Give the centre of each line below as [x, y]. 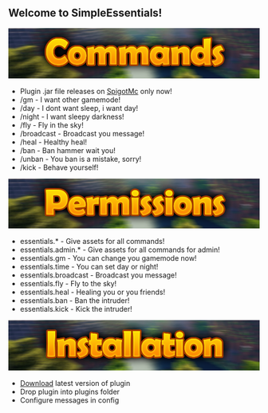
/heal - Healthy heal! [53, 142]
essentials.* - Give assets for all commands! [92, 242]
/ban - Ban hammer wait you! [67, 150]
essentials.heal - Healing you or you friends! [93, 292]
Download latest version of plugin [75, 383]
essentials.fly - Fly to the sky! [68, 284]
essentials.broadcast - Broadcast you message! [98, 275]
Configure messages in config [69, 400]
